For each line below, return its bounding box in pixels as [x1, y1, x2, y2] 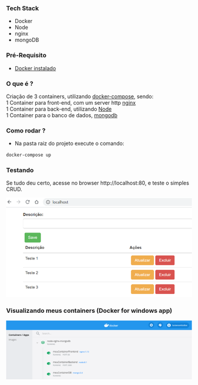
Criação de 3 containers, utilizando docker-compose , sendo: [6, 93, 154, 100]
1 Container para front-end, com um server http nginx [6, 99, 136, 106]
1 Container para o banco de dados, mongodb [6, 111, 118, 119]
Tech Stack [6, 4, 39, 12]
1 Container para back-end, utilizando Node [6, 105, 112, 112]
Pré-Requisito [6, 51, 47, 60]
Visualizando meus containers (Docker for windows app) [6, 306, 173, 315]
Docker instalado [14, 64, 56, 72]
